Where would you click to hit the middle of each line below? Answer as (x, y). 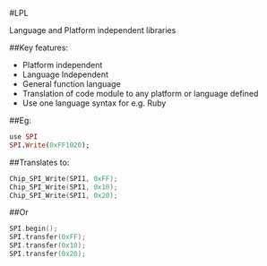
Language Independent (65, 74)
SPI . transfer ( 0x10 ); (48, 245)
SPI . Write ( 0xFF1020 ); (50, 145)
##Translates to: (39, 162)
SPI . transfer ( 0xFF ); (48, 237)
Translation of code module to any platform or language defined (140, 94)
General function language (71, 84)
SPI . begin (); (34, 229)
